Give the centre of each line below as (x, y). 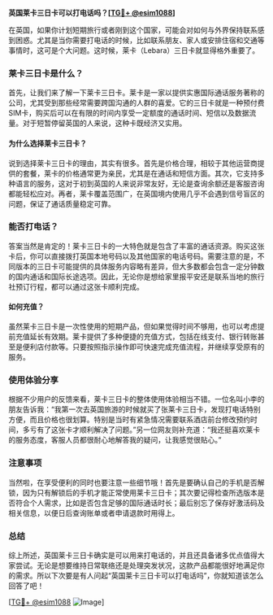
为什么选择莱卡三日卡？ (48, 143)
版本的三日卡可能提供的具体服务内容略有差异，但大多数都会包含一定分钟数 (140, 266)
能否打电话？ (34, 227)
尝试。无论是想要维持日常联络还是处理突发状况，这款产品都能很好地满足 (136, 565)
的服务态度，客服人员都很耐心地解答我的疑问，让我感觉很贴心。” (115, 440)
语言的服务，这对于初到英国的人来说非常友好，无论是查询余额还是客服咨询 (140, 183)
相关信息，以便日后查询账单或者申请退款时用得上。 (94, 512)
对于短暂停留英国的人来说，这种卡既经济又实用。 (104, 123)
